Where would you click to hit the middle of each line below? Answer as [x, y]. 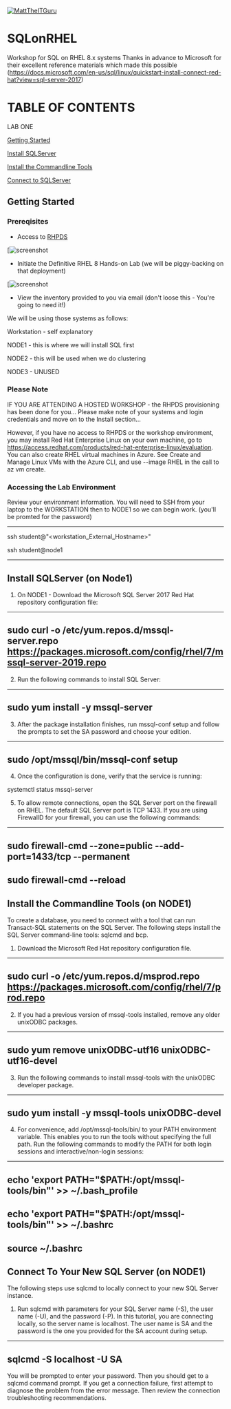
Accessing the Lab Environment [62, 487]
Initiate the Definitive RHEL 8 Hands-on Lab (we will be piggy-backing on [120, 263]
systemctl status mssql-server [50, 790]
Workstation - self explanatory [50, 331]
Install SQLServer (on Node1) [70, 578]
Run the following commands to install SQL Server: [89, 679]
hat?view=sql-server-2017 [44, 79]
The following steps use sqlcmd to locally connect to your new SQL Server [113, 1288]
